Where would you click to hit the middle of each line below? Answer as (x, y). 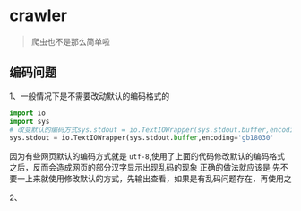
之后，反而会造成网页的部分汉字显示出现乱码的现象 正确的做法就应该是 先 (145, 168)
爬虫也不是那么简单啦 (70, 41)
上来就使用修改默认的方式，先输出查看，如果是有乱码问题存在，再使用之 (158, 179)
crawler (39, 16)
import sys (30, 121)
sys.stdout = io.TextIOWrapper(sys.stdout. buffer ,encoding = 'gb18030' (142, 138)
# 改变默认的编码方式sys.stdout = (68, 130)
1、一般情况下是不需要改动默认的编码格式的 (90, 96)
